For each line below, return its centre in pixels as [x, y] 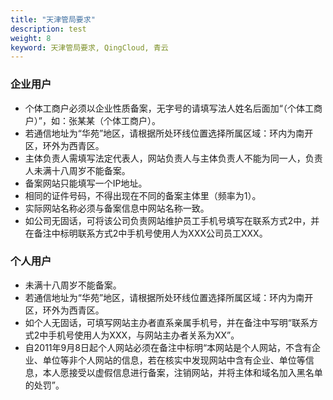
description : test [48, 29]
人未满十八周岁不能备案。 [77, 170]
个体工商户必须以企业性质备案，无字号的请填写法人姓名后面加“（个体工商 [173, 108]
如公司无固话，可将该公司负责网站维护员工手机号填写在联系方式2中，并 [172, 220]
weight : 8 [31, 38]
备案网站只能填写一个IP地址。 [86, 183]
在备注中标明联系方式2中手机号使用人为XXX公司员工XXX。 [146, 233]
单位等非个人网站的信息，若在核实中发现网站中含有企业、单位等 [174, 360]
